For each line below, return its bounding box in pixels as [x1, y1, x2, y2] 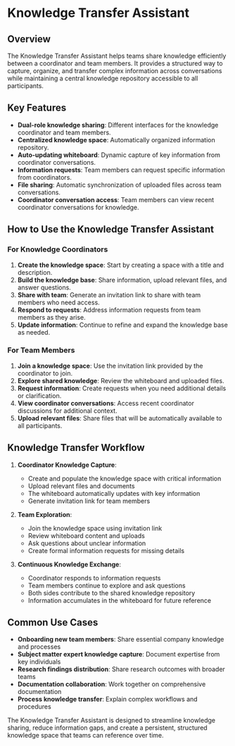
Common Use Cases [7, 616, 99, 628]
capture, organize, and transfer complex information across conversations [7, 67, 222, 75]
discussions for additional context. [17, 406, 118, 415]
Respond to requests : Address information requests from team [17, 305, 201, 314]
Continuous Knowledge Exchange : [17, 560, 122, 568]
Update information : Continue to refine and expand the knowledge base [17, 321, 229, 329]
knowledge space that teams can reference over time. [7, 731, 164, 740]
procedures [17, 702, 51, 711]
